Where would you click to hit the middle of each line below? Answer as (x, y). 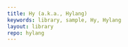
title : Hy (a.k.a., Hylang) (47, 13)
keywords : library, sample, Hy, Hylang (64, 20)
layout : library (30, 26)
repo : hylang (26, 33)
